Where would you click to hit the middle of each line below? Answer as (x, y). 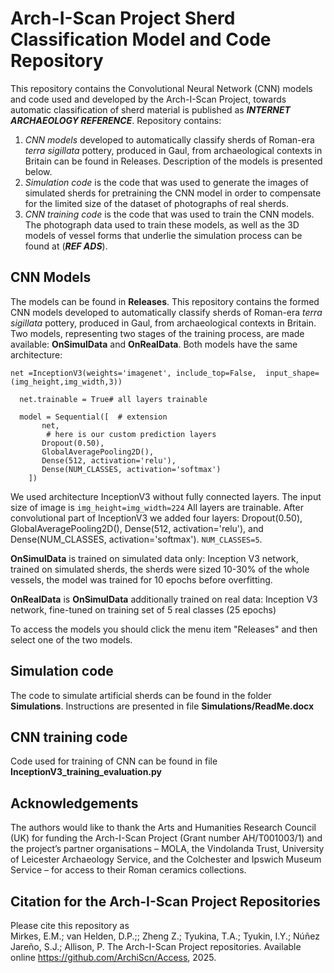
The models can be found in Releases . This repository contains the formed (165, 301)
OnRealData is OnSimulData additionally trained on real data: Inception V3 (164, 599)
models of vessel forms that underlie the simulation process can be (163, 235)
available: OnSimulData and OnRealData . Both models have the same (154, 344)
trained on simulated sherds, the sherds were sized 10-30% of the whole (160, 569)
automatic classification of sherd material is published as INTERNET (150, 109)
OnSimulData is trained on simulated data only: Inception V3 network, (154, 558)
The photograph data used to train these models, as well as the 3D (162, 224)
